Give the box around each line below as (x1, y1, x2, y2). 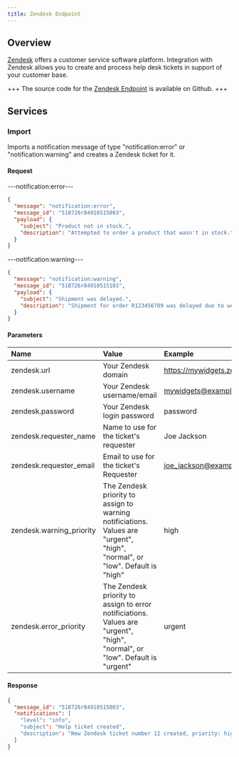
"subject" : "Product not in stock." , (20, 222, 132, 230)
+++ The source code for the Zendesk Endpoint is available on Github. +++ (7, 85, 228, 93)
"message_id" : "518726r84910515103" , (14, 282, 126, 290)
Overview (7, 37, 52, 49)
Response (7, 681, 38, 690)
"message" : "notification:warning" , (14, 275, 122, 283)
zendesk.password (11, 406, 75, 416)
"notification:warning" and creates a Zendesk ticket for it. (7, 150, 176, 159)
